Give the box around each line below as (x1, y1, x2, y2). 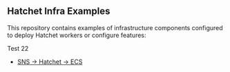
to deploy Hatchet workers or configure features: (7, 31, 146, 39)
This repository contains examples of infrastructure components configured (7, 23, 223, 32)
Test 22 (7, 44, 29, 52)
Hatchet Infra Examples (7, 5, 111, 17)
